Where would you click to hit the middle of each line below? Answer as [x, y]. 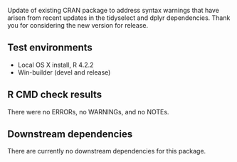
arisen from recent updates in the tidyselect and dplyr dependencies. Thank [119, 18]
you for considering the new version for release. [78, 25]
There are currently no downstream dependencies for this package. [107, 151]
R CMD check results [55, 95]
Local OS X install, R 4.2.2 [56, 65]
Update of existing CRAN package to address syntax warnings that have [113, 10]
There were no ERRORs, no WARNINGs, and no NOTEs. [88, 112]
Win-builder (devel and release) [64, 72]
